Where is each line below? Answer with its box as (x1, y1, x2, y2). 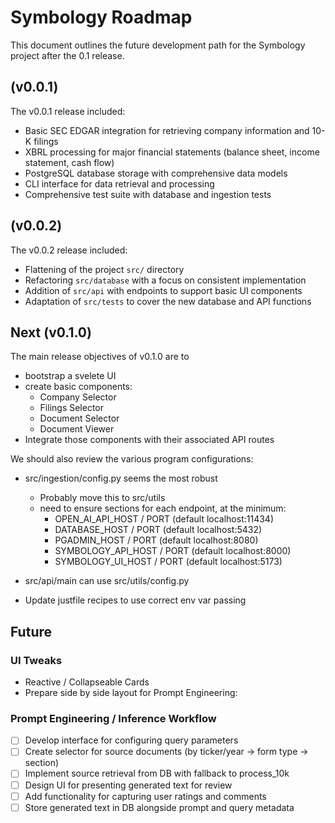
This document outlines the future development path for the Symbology (10, 39, 306, 51)
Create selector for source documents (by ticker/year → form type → (24, 746, 309, 758)
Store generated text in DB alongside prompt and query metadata (24, 801, 295, 813)
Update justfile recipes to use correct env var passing (24, 594, 247, 606)
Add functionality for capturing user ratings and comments (24, 790, 267, 802)
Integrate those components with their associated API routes (24, 434, 275, 446)
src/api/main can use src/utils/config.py (24, 575, 190, 587)
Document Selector (39, 412, 120, 425)
